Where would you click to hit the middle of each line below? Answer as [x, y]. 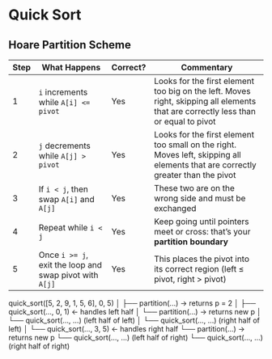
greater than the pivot [195, 175]
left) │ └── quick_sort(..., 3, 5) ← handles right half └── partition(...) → [127, 329]
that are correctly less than [205, 111]
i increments [63, 92]
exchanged [175, 208]
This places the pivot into [201, 259]
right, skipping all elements [205, 101]
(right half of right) [39, 346]
